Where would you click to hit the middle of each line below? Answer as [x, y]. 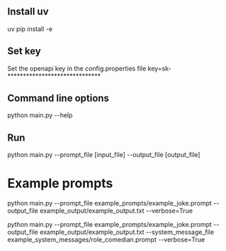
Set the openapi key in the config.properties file [77, 68]
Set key [24, 52]
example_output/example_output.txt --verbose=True [117, 211]
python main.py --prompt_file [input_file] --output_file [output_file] [104, 155]
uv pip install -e [30, 28]
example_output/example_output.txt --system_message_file [127, 232]
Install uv [28, 12]
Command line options [58, 98]
